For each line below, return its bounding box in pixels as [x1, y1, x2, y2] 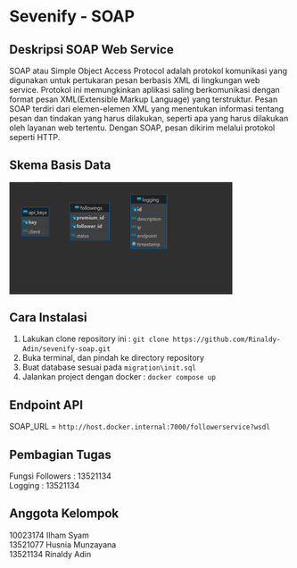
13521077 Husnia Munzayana [9, 539, 117, 550]
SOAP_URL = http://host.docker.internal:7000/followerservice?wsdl [9, 422, 270, 432]
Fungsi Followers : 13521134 [9, 471, 111, 481]
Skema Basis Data [9, 158, 111, 173]
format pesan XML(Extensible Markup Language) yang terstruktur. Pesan [9, 94, 278, 104]
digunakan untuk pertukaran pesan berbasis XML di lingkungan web [9, 75, 260, 86]
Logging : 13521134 [9, 480, 80, 491]
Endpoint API [9, 397, 83, 413]
